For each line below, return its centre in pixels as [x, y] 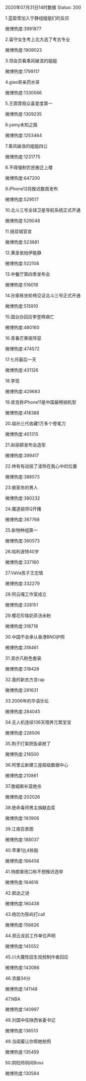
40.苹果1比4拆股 [22, 850]
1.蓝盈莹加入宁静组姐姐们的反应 [37, 18]
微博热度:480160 [22, 327]
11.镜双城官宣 [19, 231]
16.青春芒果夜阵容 [23, 338]
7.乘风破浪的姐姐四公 [27, 146]
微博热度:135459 [22, 1052]
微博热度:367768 [22, 519]
